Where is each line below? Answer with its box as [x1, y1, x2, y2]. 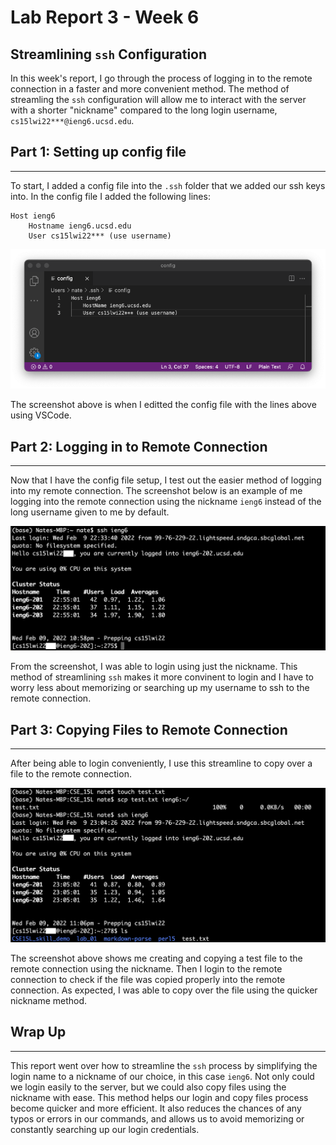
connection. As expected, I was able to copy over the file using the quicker [10, 984, 318, 996]
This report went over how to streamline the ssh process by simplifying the [10, 1059, 318, 1071]
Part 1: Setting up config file [10, 144, 187, 161]
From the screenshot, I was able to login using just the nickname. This [10, 661, 298, 673]
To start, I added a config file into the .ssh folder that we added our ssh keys [10, 179, 326, 191]
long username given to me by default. [10, 506, 170, 518]
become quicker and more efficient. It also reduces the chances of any [10, 1102, 302, 1114]
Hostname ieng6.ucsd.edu [28, 221, 132, 231]
